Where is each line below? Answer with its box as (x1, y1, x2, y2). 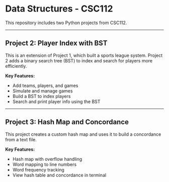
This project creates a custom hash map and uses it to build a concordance (5, 131, 161, 137)
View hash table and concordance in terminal (12, 172, 107, 178)
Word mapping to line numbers (12, 161, 77, 167)
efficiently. (5, 63, 27, 69)
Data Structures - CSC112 (5, 3, 113, 15)
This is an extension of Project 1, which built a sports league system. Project (5, 52, 163, 58)
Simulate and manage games (12, 87, 73, 94)
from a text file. (5, 136, 37, 142)
